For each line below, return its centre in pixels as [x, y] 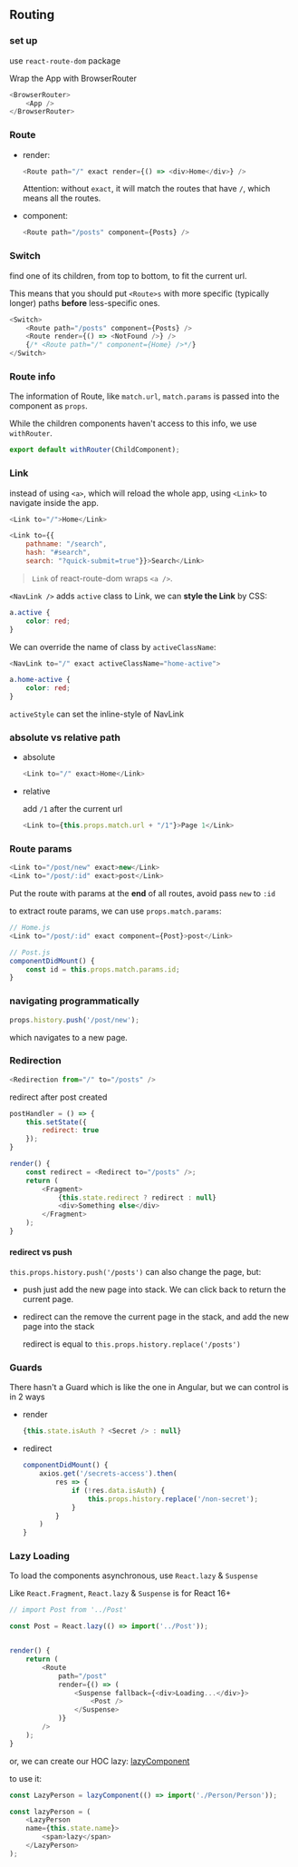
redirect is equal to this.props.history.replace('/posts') [132, 1344]
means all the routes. [62, 198]
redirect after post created [58, 1097]
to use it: [26, 1778]
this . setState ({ [57, 1122]
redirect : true [71, 1131]
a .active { [30, 612]
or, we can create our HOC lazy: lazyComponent [100, 1761]
